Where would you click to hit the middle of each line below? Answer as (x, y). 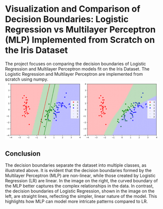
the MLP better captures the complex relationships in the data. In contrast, (80, 186)
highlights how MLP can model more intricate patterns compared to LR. (77, 201)
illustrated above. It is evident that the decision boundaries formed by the (78, 171)
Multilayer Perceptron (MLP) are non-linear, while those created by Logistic (80, 175)
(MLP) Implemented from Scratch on (80, 40)
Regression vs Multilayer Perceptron (80, 30)
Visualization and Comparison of (73, 9)
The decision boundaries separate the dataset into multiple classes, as (76, 165)
